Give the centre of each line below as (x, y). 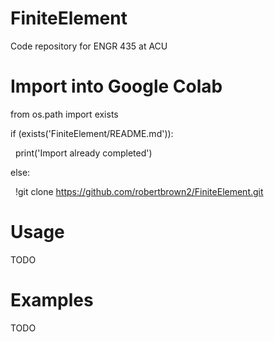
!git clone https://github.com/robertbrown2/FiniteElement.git (139, 191)
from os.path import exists (64, 114)
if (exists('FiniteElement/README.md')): (92, 133)
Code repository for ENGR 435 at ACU (89, 46)
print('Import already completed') (83, 153)
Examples (52, 300)
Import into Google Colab (116, 86)
